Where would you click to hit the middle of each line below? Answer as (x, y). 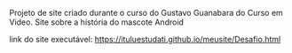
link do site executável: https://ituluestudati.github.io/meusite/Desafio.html (145, 39)
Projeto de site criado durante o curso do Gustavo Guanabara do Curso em (146, 13)
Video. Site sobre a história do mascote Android (97, 22)
